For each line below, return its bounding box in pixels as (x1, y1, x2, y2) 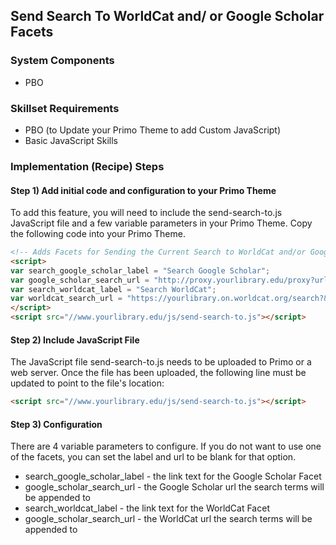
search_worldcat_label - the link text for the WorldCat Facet (24, 502, 270, 514)
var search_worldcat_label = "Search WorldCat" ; (10, 284, 217, 294)
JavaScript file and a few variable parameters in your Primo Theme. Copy (10, 217, 313, 229)
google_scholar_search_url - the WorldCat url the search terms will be (24, 513, 313, 525)
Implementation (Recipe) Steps (10, 159, 165, 173)
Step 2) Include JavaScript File (10, 334, 140, 346)
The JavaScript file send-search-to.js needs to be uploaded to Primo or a (10, 356, 312, 368)
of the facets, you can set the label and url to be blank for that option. (10, 451, 297, 463)
